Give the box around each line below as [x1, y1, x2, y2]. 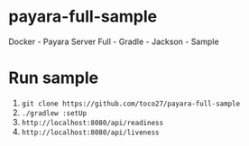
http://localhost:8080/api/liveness [21, 128, 160, 137]
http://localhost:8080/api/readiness [21, 118, 164, 127]
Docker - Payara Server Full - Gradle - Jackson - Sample [8, 36, 219, 47]
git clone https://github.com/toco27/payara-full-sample [21, 99, 241, 108]
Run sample [8, 68, 99, 88]
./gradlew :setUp [21, 108, 88, 118]
